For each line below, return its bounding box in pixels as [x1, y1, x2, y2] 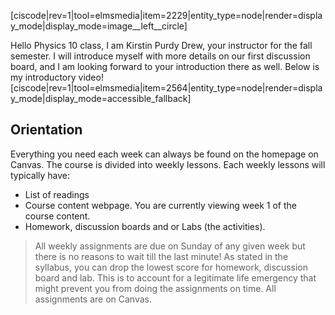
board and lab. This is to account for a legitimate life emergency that [34, 271, 317, 284]
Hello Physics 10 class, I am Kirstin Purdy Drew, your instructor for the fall [10, 40, 313, 51]
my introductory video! [10, 71, 104, 83]
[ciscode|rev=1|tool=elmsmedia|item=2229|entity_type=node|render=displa [10, 10, 323, 21]
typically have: [10, 169, 71, 181]
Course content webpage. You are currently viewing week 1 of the [24, 199, 297, 211]
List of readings [24, 188, 90, 200]
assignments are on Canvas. [34, 293, 152, 305]
